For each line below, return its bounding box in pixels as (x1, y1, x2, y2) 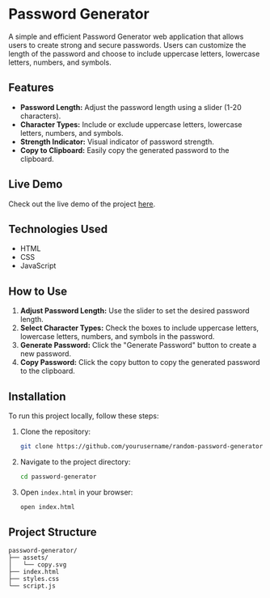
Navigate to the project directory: (19, 456, 131, 466)
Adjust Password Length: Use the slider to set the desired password (19, 306, 250, 316)
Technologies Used (8, 222, 108, 235)
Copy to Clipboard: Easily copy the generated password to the (19, 145, 230, 155)
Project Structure (8, 525, 97, 539)
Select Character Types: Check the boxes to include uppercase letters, (19, 323, 259, 333)
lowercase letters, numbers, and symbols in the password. (19, 332, 215, 341)
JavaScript (19, 261, 57, 271)
